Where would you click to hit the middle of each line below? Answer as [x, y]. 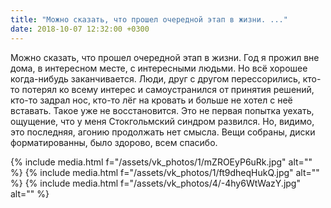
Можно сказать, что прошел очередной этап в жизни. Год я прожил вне [165, 57]
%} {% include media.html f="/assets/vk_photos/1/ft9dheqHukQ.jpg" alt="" [165, 172]
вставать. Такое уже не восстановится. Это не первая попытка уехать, [162, 110]
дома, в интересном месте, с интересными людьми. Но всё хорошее [159, 68]
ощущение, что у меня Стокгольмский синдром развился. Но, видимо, [162, 121]
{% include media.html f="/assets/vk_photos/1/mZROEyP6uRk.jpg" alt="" [161, 162]
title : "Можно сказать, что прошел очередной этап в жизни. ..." [149, 19]
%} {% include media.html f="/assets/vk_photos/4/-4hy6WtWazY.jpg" [155, 183]
